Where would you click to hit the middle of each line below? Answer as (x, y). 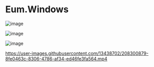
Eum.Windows (37, 9)
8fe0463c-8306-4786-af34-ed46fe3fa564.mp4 (56, 59)
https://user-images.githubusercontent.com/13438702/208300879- (77, 53)
